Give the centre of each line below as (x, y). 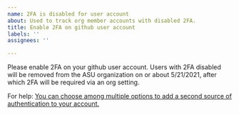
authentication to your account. (54, 104)
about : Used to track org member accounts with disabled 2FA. (102, 21)
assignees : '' (29, 41)
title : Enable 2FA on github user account (71, 27)
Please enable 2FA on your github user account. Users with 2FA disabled (114, 67)
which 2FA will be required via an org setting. (73, 82)
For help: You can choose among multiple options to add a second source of (119, 96)
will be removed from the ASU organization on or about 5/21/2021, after (112, 75)
